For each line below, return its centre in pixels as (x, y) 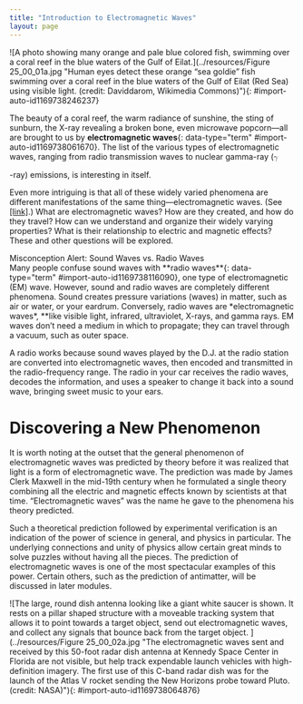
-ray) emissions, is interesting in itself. (80, 174)
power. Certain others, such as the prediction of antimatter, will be (133, 576)
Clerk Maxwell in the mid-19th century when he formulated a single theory (148, 482)
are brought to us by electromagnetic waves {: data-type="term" (131, 137)
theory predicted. (42, 511)
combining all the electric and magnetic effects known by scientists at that (148, 492)
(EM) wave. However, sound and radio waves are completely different (140, 287)
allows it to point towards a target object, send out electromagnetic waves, (149, 623)
